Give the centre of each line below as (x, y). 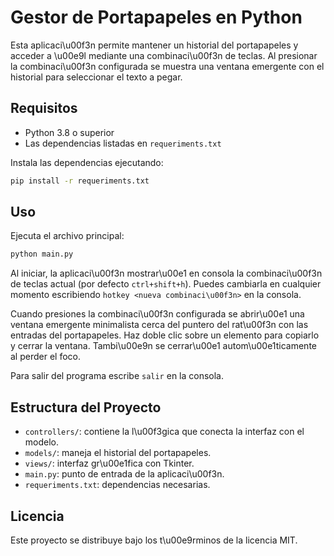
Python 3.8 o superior (69, 132)
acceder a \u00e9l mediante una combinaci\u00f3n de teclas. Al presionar (164, 55)
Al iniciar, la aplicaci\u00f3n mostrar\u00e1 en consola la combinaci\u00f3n (166, 273)
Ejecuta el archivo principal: (67, 236)
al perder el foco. (45, 357)
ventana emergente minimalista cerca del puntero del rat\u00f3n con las (159, 325)
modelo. (42, 442)
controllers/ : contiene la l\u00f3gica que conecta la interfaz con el (164, 432)
